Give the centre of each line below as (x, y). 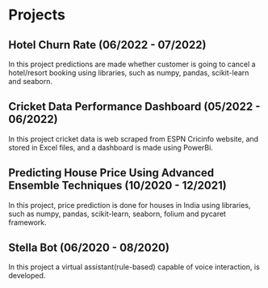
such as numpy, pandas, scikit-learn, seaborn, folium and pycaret (117, 214)
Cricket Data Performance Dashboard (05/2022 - (134, 107)
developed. (27, 276)
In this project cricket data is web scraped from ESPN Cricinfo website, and (134, 138)
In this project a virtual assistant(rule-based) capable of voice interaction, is (134, 267)
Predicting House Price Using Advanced (111, 173)
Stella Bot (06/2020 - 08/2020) (89, 248)
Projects (37, 15)
